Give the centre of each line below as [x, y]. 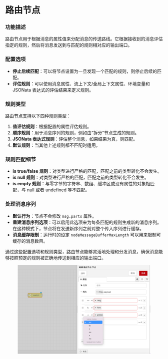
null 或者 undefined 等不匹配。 [58, 190]
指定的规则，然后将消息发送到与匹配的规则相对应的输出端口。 [69, 45]
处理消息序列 [21, 204]
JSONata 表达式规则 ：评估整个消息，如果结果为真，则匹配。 [75, 139]
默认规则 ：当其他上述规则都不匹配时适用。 [56, 145]
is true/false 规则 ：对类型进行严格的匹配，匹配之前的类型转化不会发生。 [87, 171]
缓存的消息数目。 [30, 241]
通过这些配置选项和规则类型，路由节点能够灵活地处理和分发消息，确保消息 [82, 251]
